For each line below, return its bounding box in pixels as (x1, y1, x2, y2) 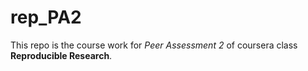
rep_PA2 (10, 6, 82, 29)
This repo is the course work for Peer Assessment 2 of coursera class (10, 39, 298, 51)
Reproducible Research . (10, 49, 113, 61)
